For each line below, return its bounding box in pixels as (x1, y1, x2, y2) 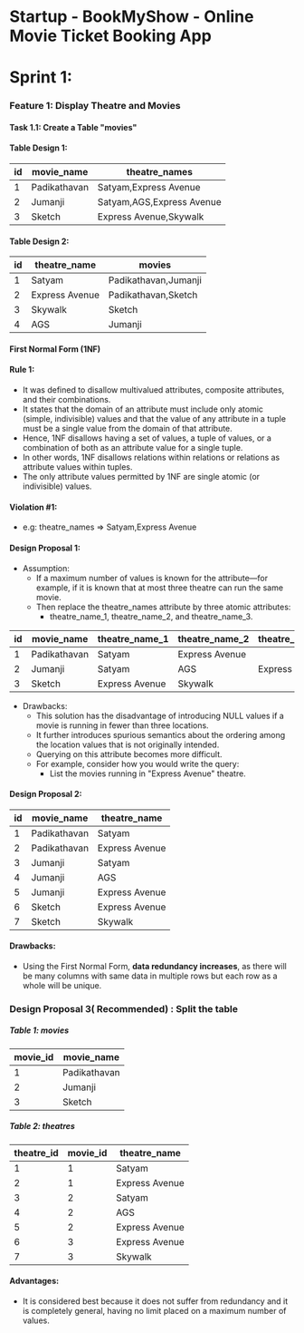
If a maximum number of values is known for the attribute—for (35, 572, 269, 583)
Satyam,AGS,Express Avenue (97, 196, 222, 209)
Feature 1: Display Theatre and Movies (9, 100, 181, 112)
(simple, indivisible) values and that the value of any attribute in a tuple (22, 414, 287, 424)
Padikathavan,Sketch (108, 288, 198, 301)
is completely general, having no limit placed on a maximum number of (22, 1305, 287, 1316)
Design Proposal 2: (9, 789, 82, 800)
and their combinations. (22, 394, 111, 405)
